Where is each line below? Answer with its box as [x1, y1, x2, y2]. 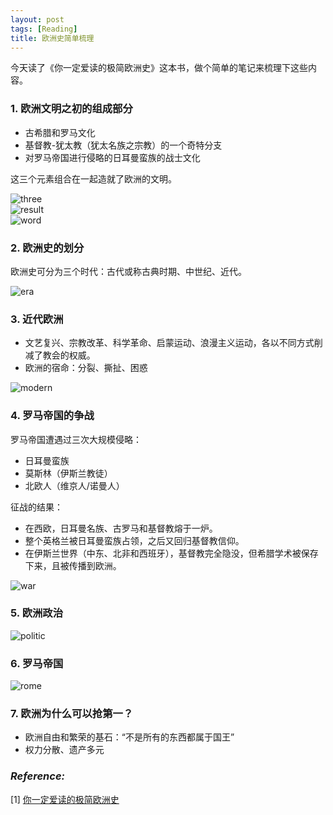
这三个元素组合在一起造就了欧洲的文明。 [10, 172, 177, 185]
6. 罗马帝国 [10, 656, 64, 670]
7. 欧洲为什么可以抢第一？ [10, 707, 134, 721]
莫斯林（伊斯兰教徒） [24, 467, 113, 479]
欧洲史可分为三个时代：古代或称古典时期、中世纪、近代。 [10, 265, 247, 277]
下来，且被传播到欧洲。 [24, 559, 122, 571]
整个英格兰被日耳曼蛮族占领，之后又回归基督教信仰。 [24, 534, 245, 546]
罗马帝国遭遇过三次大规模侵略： [10, 433, 142, 445]
